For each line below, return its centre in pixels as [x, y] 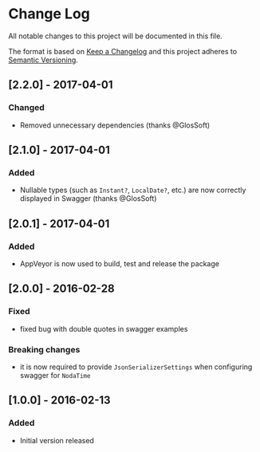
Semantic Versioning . [43, 60]
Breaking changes [44, 349]
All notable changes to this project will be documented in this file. [116, 36]
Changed [27, 108]
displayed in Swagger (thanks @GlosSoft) [88, 198]
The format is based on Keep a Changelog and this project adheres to [123, 51]
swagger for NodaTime [55, 375]
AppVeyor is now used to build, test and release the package [119, 263]
